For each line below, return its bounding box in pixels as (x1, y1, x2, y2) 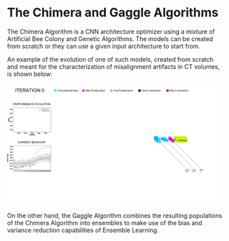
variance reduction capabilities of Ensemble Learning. (7, 226, 159, 234)
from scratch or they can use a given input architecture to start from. (7, 42, 200, 50)
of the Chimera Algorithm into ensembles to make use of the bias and (7, 219, 203, 227)
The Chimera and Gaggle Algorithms (7, 5, 219, 21)
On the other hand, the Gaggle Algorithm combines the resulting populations (7, 212, 222, 220)
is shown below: (7, 70, 53, 78)
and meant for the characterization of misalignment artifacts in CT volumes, (7, 62, 220, 71)
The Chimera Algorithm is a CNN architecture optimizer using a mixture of (7, 27, 215, 36)
